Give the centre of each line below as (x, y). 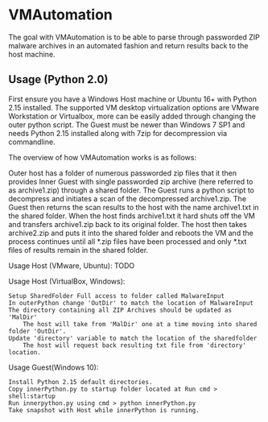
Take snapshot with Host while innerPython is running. (104, 410)
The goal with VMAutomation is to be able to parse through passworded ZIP (134, 37)
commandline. (32, 142)
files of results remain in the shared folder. (78, 250)
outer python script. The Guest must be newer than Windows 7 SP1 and (127, 124)
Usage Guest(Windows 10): (54, 367)
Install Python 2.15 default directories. (80, 382)
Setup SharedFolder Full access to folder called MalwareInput (117, 296)
